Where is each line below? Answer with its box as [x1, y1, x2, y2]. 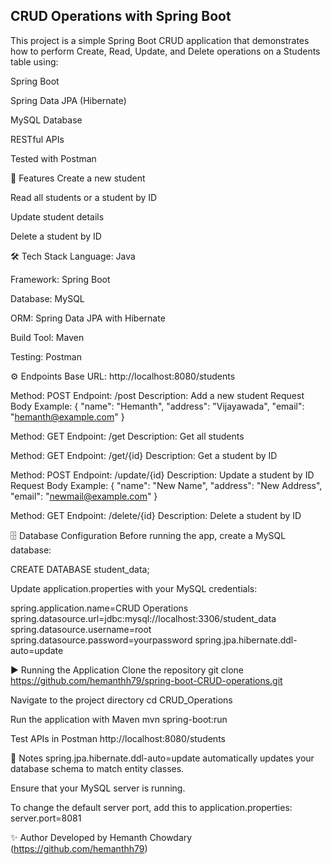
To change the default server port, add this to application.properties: [10, 801, 293, 813]
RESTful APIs [10, 133, 65, 145]
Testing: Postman [10, 350, 82, 363]
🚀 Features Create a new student [10, 172, 146, 184]
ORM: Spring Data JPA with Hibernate [10, 312, 166, 324]
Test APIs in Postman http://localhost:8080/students [10, 732, 226, 744]
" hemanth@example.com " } [10, 410, 125, 423]
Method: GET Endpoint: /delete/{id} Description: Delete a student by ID [10, 509, 302, 521]
